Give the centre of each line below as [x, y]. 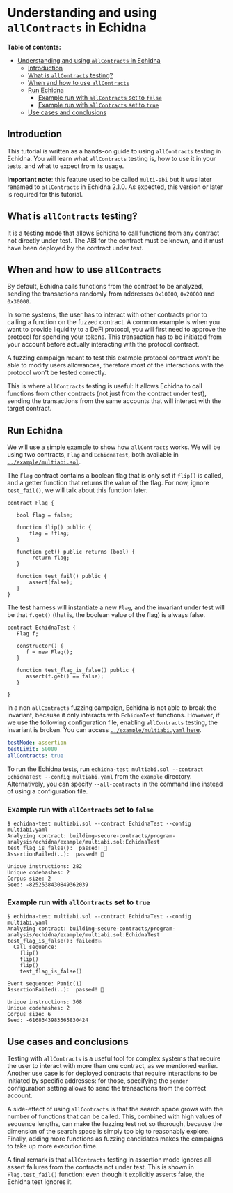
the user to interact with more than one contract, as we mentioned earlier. [113, 1066]
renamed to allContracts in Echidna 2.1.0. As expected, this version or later [115, 187]
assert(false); [51, 583]
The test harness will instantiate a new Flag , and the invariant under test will [116, 607]
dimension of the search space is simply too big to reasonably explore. [109, 1132]
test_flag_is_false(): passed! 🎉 [57, 849]
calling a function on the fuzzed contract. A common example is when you [114, 322]
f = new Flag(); [49, 652]
